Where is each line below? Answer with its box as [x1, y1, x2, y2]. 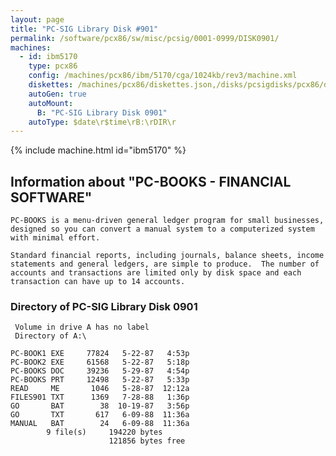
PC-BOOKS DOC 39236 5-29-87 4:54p [10, 366, 190, 376]
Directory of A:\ [14, 331, 87, 341]
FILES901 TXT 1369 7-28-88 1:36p [10, 392, 190, 403]
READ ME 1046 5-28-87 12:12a [10, 384, 190, 394]
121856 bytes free [108, 436, 186, 446]
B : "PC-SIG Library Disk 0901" [36, 107, 168, 118]
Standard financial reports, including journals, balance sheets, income [10, 251, 325, 261]
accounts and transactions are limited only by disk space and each [10, 268, 302, 278]
